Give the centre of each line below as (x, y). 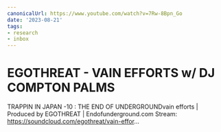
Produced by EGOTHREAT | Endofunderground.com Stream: (92, 114)
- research (23, 33)
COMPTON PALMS (61, 88)
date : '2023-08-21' (35, 20)
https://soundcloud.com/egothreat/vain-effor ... (73, 122)
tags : (15, 26)
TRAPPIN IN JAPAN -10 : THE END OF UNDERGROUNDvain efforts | (103, 107)
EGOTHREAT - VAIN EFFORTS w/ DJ (111, 73)
